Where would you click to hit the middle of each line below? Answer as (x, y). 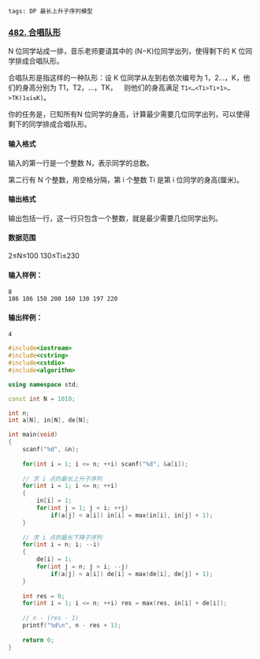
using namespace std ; (44, 384)
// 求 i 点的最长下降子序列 (62, 537)
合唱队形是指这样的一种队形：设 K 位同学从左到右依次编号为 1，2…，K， (126, 78)
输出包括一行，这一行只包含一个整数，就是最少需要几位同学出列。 (115, 218)
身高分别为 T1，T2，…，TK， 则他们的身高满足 (100, 88)
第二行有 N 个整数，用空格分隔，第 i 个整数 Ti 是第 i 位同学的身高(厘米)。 (126, 179)
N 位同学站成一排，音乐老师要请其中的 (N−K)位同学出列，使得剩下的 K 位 (127, 51)
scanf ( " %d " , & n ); (51, 449)
